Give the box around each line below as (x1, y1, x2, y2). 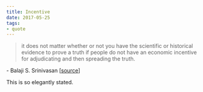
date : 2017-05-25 (6, 15, 50, 21)
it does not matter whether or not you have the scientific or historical (21, 42, 193, 50)
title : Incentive (6, 8, 50, 15)
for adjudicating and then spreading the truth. (21, 55, 136, 62)
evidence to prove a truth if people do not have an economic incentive (21, 49, 198, 56)
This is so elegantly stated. (6, 79, 74, 86)
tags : (6, 20, 20, 26)
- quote (6, 25, 26, 32)
